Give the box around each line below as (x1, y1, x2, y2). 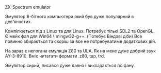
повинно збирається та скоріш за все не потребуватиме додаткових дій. (5, 38, 157, 44)
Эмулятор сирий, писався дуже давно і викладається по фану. (5, 63, 135, 68)
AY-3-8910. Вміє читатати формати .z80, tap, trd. (5, 53, 105, 59)
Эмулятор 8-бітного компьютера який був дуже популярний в (5, 14, 134, 19)
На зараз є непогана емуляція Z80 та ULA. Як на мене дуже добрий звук (5, 48, 156, 54)
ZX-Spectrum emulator (5, 4, 51, 10)
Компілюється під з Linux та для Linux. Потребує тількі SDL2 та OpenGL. (5, 28, 155, 34)
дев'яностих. (5, 19, 32, 24)
